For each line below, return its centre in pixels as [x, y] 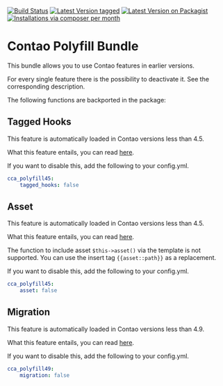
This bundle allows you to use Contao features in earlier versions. [101, 65]
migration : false [45, 375]
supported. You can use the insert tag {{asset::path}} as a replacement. [112, 258]
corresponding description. [46, 86]
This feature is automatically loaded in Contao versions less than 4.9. [106, 329]
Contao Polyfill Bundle [73, 46]
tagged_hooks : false [49, 185]
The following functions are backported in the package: [87, 100]
